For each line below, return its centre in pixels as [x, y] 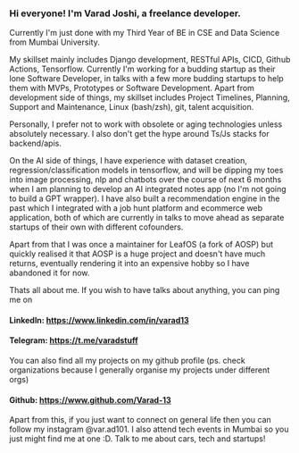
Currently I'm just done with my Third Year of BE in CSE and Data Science [145, 33]
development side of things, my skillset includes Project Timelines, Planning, [149, 97]
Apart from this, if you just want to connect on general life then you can [141, 420]
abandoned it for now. [50, 273]
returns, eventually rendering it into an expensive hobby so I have [129, 264]
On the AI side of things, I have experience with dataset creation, [129, 161]
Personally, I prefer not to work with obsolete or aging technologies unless [146, 124]
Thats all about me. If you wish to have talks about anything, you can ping [145, 290]
